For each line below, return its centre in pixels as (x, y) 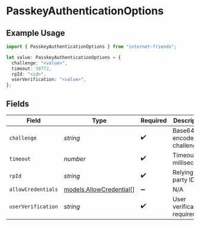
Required (154, 120)
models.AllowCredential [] (99, 189)
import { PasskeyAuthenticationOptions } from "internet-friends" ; (92, 47)
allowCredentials (34, 189)
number (74, 159)
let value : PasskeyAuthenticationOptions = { (63, 57)
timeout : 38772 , (32, 69)
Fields (18, 103)
